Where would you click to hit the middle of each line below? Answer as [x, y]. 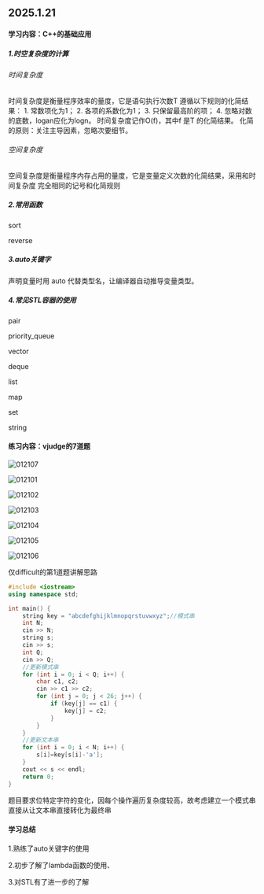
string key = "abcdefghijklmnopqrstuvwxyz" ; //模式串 [108, 616]
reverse [20, 240]
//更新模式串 [40, 667]
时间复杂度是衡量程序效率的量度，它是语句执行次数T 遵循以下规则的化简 [125, 101]
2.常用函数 [26, 205]
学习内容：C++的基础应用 [50, 34]
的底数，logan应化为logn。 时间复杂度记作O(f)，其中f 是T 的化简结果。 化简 [131, 120]
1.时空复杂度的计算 [38, 54]
